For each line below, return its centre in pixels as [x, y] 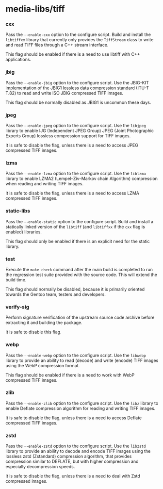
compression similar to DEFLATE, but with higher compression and [72, 461]
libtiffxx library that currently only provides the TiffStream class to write [80, 40]
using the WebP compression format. [43, 365]
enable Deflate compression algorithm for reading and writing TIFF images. [81, 408]
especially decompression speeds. [40, 467]
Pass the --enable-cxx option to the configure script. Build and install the [78, 34]
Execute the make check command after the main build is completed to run [79, 269]
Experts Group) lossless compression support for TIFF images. [68, 136]
